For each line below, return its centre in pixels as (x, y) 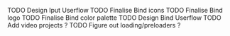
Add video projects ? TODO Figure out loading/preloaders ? (94, 25)
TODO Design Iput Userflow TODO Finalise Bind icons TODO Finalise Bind (115, 10)
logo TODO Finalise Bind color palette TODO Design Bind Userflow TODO (114, 18)
